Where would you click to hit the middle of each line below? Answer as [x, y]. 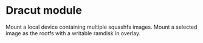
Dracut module [44, 10]
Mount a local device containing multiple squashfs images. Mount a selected [101, 27]
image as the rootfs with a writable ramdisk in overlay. [73, 33]
